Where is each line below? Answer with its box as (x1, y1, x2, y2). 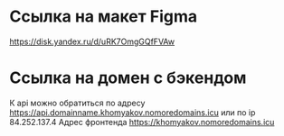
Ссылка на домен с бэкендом (9, 68, 247, 88)
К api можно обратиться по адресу (9, 97, 146, 108)
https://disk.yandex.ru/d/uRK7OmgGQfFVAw (9, 36, 175, 47)
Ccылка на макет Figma (9, 6, 197, 27)
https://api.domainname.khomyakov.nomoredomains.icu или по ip (9, 106, 256, 118)
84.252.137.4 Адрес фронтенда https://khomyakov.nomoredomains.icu (9, 116, 275, 127)
